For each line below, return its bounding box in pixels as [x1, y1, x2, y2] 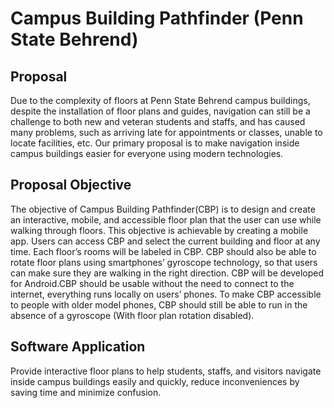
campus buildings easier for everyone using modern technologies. [10, 148, 284, 159]
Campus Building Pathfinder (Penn [10, 7, 304, 30]
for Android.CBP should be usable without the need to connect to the [10, 277, 295, 289]
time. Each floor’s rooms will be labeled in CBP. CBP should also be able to [10, 245, 317, 257]
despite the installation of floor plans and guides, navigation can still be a [10, 105, 311, 117]
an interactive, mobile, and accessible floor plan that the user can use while [10, 213, 322, 226]
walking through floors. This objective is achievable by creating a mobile [10, 224, 309, 236]
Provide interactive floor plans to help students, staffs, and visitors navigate [10, 365, 322, 377]
